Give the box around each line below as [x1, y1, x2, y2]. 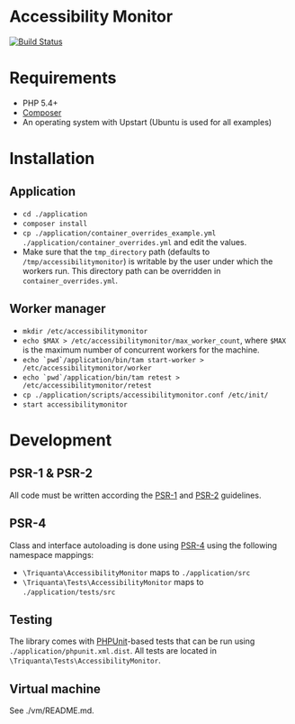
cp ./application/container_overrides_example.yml [22, 228, 217, 238]
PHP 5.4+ [22, 97, 58, 108]
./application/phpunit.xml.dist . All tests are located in [9, 646, 218, 656]
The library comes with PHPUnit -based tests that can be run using [9, 636, 255, 646]
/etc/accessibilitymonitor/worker [22, 363, 152, 372]
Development [9, 430, 112, 450]
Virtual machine [9, 681, 102, 696]
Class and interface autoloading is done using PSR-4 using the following [9, 539, 277, 551]
